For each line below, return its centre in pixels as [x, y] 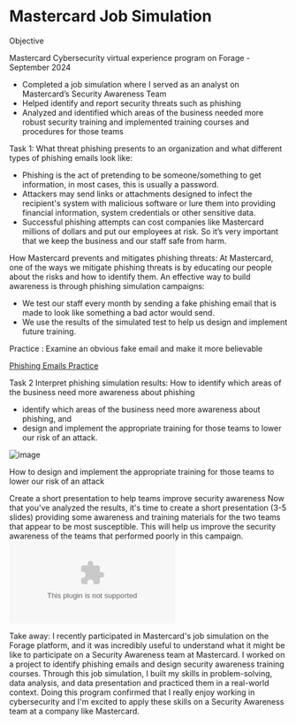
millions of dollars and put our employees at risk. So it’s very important [150, 231]
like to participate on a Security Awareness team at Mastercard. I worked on [147, 654]
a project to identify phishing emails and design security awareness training [147, 664]
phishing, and [47, 418]
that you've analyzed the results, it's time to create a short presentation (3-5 [148, 507]
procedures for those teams [72, 131]
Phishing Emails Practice [54, 365]
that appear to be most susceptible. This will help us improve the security [143, 526]
